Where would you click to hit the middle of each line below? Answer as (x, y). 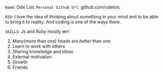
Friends (20, 67)
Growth (20, 62)
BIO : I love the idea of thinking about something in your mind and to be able (82, 17)
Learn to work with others (39, 46)
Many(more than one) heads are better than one (61, 41)
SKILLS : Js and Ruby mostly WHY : (38, 31)
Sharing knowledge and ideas (43, 52)
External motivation (32, 57)
